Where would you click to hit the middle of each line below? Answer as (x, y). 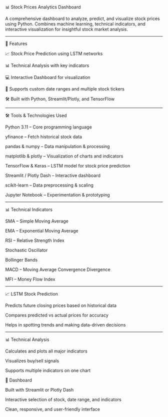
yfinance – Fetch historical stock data (44, 137)
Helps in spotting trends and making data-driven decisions (65, 325)
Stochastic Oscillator (26, 250)
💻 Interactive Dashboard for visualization (48, 77)
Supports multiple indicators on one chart (48, 370)
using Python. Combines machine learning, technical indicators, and (75, 24)
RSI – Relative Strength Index (35, 240)
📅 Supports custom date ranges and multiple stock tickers (65, 89)
